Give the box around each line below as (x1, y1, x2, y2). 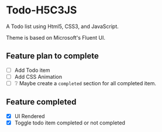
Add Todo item (14, 67, 51, 74)
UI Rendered (14, 112, 45, 120)
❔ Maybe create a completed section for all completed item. (14, 79, 157, 86)
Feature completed (6, 97, 77, 107)
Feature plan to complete (6, 51, 99, 61)
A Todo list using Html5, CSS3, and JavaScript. (6, 23, 119, 30)
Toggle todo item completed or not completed (14, 119, 126, 126)
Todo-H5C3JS (6, 4, 77, 17)
